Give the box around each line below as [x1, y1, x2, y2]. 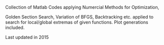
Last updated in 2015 [5, 34, 49, 40]
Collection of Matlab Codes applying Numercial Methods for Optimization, [5, 4, 159, 10]
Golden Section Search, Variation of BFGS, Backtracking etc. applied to [5, 14, 153, 19]
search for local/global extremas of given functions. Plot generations [5, 19, 148, 25]
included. [5, 24, 25, 30]
